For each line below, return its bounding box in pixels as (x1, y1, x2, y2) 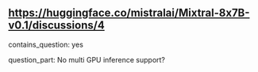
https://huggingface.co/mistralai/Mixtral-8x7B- (8, 6, 250, 20)
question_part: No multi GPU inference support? (8, 55, 165, 64)
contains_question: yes (8, 40, 83, 49)
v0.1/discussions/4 (8, 19, 105, 32)
